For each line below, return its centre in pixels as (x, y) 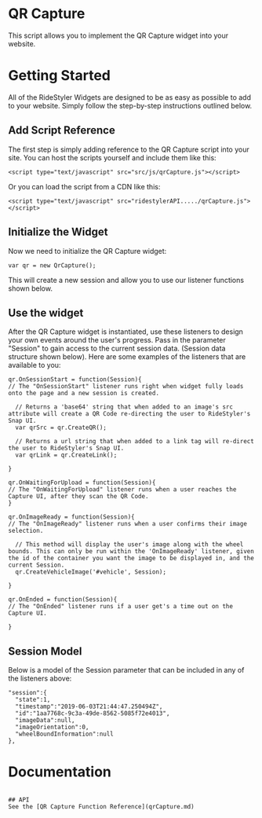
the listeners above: (40, 679)
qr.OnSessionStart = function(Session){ (75, 380)
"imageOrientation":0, (52, 728)
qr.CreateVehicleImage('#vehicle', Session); (91, 572)
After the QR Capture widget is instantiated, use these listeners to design (126, 332)
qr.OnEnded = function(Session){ (63, 600)
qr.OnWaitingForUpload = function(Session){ (82, 483)
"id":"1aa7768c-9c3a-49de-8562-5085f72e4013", (93, 713)
